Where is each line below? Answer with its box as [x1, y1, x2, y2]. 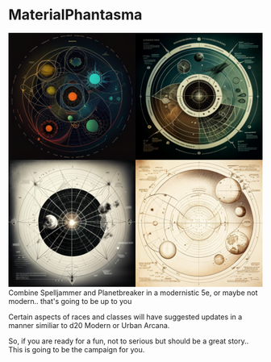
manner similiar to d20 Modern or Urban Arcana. [8, 320, 170, 330]
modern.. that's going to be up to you [8, 296, 132, 306]
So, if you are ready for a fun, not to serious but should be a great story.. [8, 336, 249, 346]
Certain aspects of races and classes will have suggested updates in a [8, 312, 243, 322]
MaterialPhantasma [8, 6, 143, 24]
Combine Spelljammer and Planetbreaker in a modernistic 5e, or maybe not [8, 288, 258, 298]
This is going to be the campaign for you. [8, 344, 145, 354]
